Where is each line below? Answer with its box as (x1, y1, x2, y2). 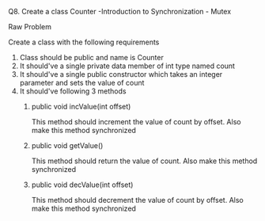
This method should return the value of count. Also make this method (31, 156, 258, 166)
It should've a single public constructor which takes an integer (19, 70, 223, 78)
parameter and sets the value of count (19, 78, 145, 87)
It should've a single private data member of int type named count (19, 61, 236, 70)
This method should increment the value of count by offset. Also (31, 117, 241, 126)
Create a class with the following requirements (8, 37, 160, 47)
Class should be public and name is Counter (19, 53, 164, 62)
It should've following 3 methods (19, 86, 127, 96)
